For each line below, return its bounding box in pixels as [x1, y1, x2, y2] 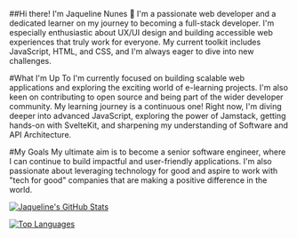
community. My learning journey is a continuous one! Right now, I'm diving [9, 101, 282, 111]
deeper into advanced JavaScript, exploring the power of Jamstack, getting [9, 111, 286, 121]
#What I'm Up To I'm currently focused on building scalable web [9, 73, 245, 83]
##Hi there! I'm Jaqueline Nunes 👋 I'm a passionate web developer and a [9, 9, 277, 19]
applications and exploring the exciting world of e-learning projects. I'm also [9, 83, 289, 92]
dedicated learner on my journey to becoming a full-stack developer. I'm [9, 18, 275, 28]
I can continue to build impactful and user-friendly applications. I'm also [9, 156, 273, 166]
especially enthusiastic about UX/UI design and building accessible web [9, 28, 273, 37]
